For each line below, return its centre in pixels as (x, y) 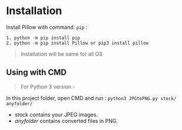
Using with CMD (36, 73)
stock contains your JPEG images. (56, 114)
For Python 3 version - (48, 86)
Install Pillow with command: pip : (47, 27)
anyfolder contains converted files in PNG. (66, 121)
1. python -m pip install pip (43, 38)
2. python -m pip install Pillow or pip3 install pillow (77, 43)
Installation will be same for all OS (62, 54)
